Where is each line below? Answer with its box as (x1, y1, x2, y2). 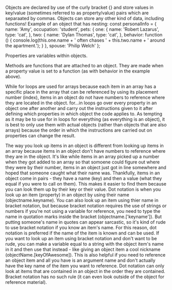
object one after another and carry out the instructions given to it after (5, 105, 153, 111)
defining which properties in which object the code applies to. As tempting (5, 111, 163, 117)
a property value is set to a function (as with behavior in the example (5, 68, 150, 74)
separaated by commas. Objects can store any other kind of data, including (5, 15, 164, 21)
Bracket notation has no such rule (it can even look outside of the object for (5, 274, 165, 280)
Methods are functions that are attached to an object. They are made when (5, 63, 164, 68)
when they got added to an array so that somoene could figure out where (5, 159, 160, 165)
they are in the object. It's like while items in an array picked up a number (5, 154, 160, 159)
